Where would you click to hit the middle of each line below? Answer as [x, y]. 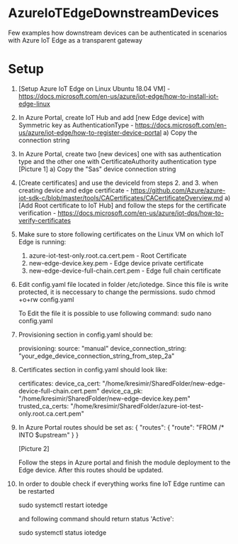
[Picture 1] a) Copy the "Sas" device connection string [97, 169]
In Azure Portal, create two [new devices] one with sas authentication [120, 153]
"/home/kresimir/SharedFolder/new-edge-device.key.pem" [104, 398]
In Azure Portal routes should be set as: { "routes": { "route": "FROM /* [121, 427]
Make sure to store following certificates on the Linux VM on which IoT [121, 234]
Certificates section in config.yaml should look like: [93, 369]
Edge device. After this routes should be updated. [91, 469]
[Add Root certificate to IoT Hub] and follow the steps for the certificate [122, 205]
